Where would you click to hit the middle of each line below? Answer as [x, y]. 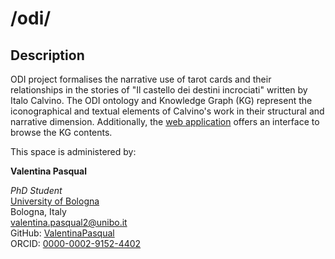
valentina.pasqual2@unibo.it [69, 222]
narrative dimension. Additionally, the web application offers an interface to [165, 121]
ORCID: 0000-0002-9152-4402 [76, 243]
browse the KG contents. [61, 132]
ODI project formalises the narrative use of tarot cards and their [141, 79]
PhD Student [36, 190]
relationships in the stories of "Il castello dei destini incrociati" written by [159, 90]
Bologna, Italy [38, 211]
